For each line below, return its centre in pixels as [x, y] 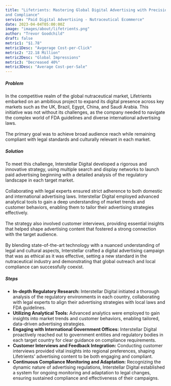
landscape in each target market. [40, 180]
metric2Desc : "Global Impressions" [43, 57]
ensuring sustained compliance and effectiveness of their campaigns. [86, 378]
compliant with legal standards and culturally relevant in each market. [78, 139]
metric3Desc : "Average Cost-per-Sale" [46, 67]
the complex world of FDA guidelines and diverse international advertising [83, 118]
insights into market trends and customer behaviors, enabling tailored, [86, 319]
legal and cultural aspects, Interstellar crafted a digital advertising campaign [85, 251]
